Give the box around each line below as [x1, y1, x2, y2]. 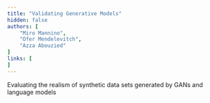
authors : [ [7, 23, 39, 30]
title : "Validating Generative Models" [7, 10, 122, 17]
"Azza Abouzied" [19, 42, 67, 49]
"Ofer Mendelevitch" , [19, 36, 82, 43]
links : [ [7, 55, 32, 62]
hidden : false [7, 17, 48, 24]
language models [7, 88, 57, 96]
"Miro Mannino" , [19, 29, 67, 37]
